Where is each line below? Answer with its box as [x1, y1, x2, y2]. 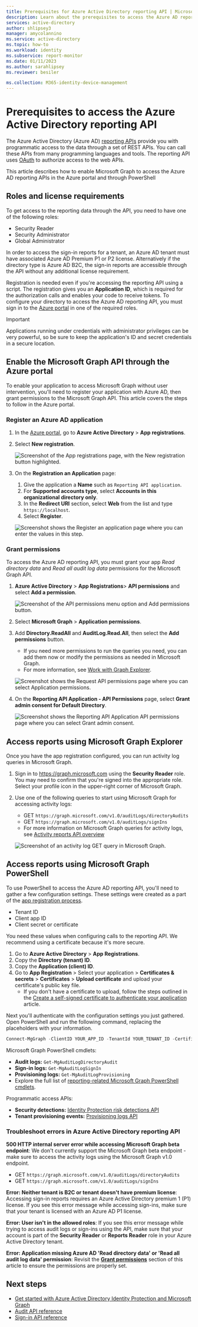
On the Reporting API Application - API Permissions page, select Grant [14, 695, 190, 703]
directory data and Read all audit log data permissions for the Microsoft [6, 565, 181, 572]
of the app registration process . [6, 897, 83, 904]
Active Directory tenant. [6, 1238, 64, 1245]
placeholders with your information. [6, 1025, 93, 1032]
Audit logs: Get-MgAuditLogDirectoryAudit [14, 1058, 118, 1065]
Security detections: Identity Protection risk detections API [14, 1106, 159, 1113]
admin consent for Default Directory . [14, 702, 107, 709]
